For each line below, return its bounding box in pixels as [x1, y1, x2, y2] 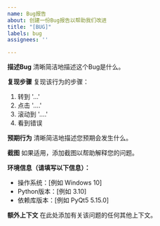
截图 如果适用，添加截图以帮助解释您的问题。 [7, 149, 138, 157]
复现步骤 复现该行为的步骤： [7, 78, 89, 86]
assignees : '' [7, 36, 49, 44]
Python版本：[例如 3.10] [17, 187, 87, 196]
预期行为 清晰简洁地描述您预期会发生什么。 [7, 134, 132, 142]
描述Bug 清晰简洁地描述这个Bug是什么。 [7, 62, 125, 71]
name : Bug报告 [7, 10, 47, 18]
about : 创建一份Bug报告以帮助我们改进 [7, 17, 107, 24]
